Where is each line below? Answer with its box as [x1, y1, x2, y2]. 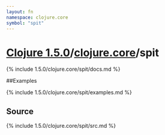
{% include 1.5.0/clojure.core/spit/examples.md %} [6, 89, 132, 96]
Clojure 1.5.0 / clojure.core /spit [6, 46, 159, 59]
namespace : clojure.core [6, 14, 68, 20]
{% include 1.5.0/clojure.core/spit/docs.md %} [6, 65, 121, 73]
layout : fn [6, 8, 34, 15]
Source [6, 106, 34, 116]
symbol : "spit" [6, 20, 44, 26]
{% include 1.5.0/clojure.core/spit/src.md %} [6, 122, 116, 130]
